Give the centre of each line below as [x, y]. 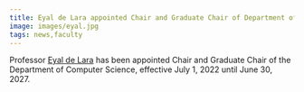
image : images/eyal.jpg [54, 26]
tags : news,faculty [46, 34]
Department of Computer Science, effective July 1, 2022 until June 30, [141, 69]
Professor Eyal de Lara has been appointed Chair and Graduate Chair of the [150, 60]
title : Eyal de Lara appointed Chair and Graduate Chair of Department [147, 18]
